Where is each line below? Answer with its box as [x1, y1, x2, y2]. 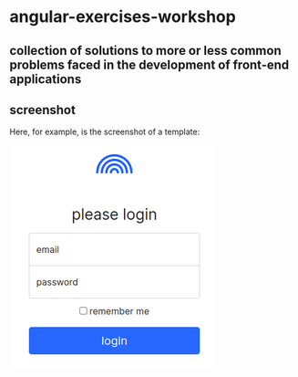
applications [9, 71, 82, 87]
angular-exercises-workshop [9, 6, 237, 27]
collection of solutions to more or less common [9, 43, 282, 58]
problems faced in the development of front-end [9, 57, 290, 72]
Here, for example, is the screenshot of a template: [9, 126, 200, 138]
